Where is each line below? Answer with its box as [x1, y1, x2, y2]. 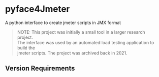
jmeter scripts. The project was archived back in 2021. [17, 50, 127, 56]
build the [17, 45, 35, 51]
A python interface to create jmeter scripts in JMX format [5, 20, 121, 26]
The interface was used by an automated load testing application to [17, 39, 154, 45]
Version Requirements [5, 64, 75, 73]
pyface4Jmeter [5, 3, 70, 15]
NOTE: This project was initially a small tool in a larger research [17, 29, 145, 35]
